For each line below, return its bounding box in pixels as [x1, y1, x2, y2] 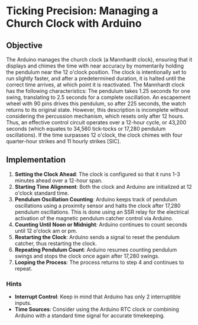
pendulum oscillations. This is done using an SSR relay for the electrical [14, 208, 189, 215]
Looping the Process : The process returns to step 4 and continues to [14, 259, 184, 266]
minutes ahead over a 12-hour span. [14, 176, 103, 184]
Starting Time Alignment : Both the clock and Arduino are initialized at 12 [14, 183, 192, 190]
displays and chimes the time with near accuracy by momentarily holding [6, 62, 184, 69]
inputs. [14, 300, 32, 307]
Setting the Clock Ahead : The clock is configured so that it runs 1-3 [14, 170, 180, 178]
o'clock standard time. [14, 189, 69, 197]
